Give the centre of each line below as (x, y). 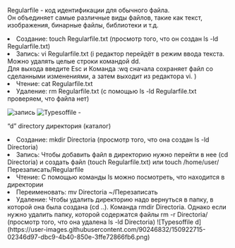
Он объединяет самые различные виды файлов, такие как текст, (105, 18)
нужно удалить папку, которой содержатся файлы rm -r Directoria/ (108, 215)
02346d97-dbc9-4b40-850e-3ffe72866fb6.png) (79, 237)
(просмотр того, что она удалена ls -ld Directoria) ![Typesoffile (101, 222)
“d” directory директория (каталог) (59, 126)
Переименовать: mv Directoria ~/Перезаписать (87, 192)
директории (25, 185)
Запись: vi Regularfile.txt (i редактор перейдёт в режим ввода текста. (120, 54)
